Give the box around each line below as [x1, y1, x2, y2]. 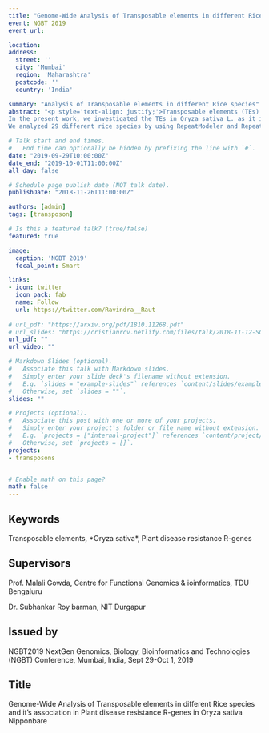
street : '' [15, 56, 52, 64]
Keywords [8, 512, 60, 526]
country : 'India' [15, 86, 74, 94]
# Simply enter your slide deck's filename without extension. [8, 372, 231, 380]
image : [8, 246, 30, 254]
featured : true [8, 232, 59, 240]
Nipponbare [8, 716, 48, 726]
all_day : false [8, 166, 59, 174]
